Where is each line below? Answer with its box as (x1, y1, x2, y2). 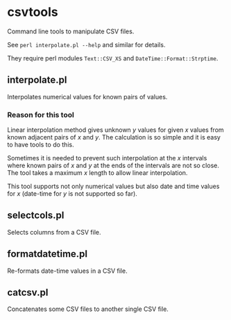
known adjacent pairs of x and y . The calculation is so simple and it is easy (7, 133, 221, 142)
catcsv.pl (7, 287, 49, 298)
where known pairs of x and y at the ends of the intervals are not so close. (7, 161, 220, 170)
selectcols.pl (7, 210, 65, 221)
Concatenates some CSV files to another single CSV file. (7, 305, 169, 313)
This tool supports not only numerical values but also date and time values (7, 182, 220, 191)
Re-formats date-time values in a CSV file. (7, 267, 128, 275)
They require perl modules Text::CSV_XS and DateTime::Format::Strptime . (7, 53, 219, 62)
